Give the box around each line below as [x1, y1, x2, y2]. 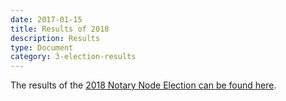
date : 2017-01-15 [10, 14, 83, 25]
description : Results [10, 33, 101, 43]
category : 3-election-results [10, 52, 137, 62]
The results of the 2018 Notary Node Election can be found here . [10, 79, 277, 91]
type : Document [10, 42, 74, 53]
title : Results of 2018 [10, 24, 110, 34]
